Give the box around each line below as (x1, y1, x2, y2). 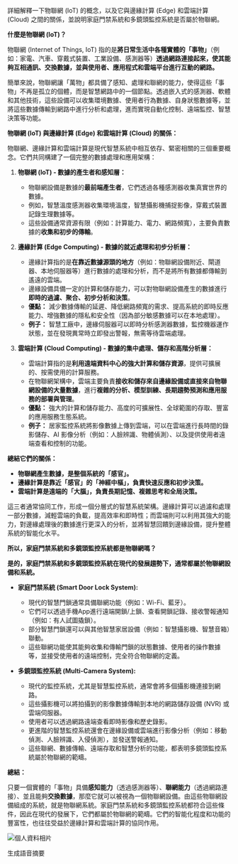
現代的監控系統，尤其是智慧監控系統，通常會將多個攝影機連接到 (28, 682, 215, 690)
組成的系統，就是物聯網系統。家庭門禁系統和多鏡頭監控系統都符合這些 (13, 801, 218, 809)
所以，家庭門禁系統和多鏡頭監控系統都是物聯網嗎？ (7, 544, 157, 553)
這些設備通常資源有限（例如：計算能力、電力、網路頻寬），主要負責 (28, 219, 225, 227)
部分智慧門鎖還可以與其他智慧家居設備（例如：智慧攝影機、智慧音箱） (28, 625, 230, 633)
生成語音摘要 (7, 849, 45, 857)
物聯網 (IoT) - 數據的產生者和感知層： (17, 168, 126, 176)
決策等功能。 (7, 114, 45, 122)
